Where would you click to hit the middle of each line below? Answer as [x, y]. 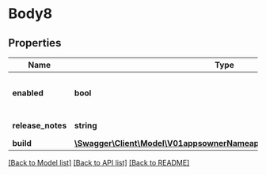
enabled [28, 93]
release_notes [40, 125]
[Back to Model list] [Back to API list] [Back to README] [99, 163]
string [85, 125]
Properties [35, 43]
